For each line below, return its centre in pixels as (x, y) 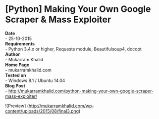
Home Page (17, 65)
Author (13, 54)
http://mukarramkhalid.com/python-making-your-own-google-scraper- (81, 91)
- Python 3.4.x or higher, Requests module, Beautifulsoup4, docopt (74, 49)
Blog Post (15, 85)
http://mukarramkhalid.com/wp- (61, 106)
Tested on (16, 75)
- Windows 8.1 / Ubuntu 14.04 (35, 80)
